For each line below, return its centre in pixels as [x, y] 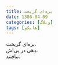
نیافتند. [13, 56]
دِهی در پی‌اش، [22, 50]
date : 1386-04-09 [27, 17]
